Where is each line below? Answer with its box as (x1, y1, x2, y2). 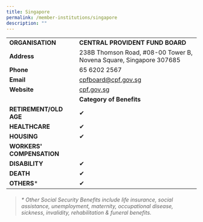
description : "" (6, 20, 47, 26)
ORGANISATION (9, 39, 56, 47)
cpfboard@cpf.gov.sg (79, 76, 142, 84)
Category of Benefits (79, 95, 141, 103)
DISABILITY (9, 160, 43, 168)
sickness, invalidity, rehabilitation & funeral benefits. (21, 209, 152, 216)
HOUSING (9, 132, 38, 141)
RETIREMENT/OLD (9, 105, 63, 114)
